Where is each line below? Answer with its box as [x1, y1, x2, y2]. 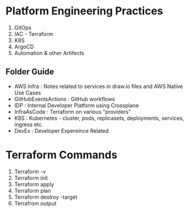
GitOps [14, 24, 32, 31]
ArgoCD [14, 43, 34, 50]
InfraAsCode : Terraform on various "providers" [14, 108, 132, 115]
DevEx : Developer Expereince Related [14, 127, 109, 134]
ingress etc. [14, 121, 43, 128]
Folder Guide [5, 67, 54, 77]
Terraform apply [14, 181, 54, 188]
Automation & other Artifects [14, 49, 85, 56]
